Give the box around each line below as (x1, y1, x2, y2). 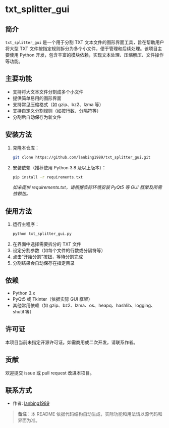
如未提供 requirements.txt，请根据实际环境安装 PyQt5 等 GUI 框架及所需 (12, 184, 162, 191)
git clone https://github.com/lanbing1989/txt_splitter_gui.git (12, 155, 151, 160)
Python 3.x (12, 290, 35, 296)
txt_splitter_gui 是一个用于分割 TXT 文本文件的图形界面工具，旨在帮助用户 (5, 39, 164, 45)
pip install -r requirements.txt (12, 174, 83, 180)
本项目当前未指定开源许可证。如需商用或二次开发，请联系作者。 (5, 339, 138, 345)
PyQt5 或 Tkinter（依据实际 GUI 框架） (12, 296, 93, 302)
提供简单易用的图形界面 (12, 95, 62, 101)
